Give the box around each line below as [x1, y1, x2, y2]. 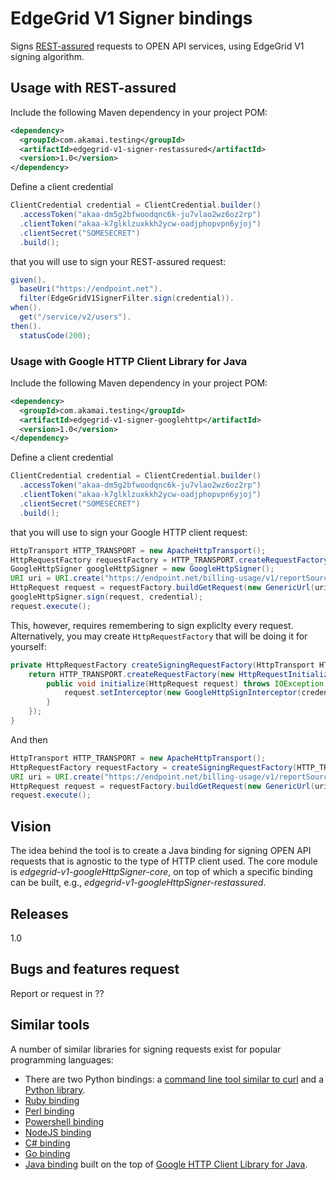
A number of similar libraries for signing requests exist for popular [10, 1043, 282, 1055]
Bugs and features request [10, 961, 180, 978]
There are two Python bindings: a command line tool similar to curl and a [24, 1073, 324, 1085]
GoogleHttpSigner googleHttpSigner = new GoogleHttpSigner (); [10, 564, 275, 574]
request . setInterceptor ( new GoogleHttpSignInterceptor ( [63, 688, 302, 698]
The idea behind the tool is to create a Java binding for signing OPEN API [10, 845, 312, 857]
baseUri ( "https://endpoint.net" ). [19, 284, 163, 294]
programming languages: [10, 1053, 114, 1066]
